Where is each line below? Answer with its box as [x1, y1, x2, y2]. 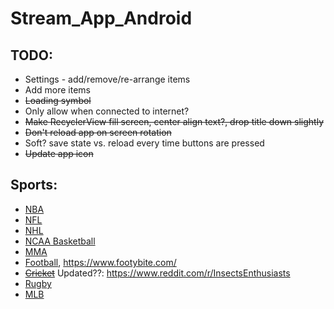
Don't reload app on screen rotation [24, 127, 172, 138]
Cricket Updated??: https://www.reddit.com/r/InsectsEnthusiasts [24, 267, 291, 279]
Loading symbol [24, 95, 92, 106]
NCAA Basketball [24, 235, 96, 247]
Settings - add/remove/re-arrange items [24, 73, 191, 85]
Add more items [24, 84, 91, 96]
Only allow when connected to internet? [24, 105, 190, 117]
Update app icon [24, 148, 94, 159]
